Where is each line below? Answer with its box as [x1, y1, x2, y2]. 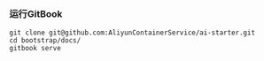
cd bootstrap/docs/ [9, 36, 82, 45]
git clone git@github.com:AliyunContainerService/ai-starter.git [9, 28, 255, 37]
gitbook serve [9, 44, 62, 53]
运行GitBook [9, 7, 63, 19]
